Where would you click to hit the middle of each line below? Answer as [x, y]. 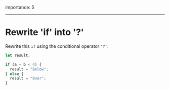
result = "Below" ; [29, 69]
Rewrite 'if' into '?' [45, 32]
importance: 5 [20, 7]
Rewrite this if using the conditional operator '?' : [57, 46]
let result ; [18, 55]
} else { [14, 74]
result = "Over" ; [28, 78]
